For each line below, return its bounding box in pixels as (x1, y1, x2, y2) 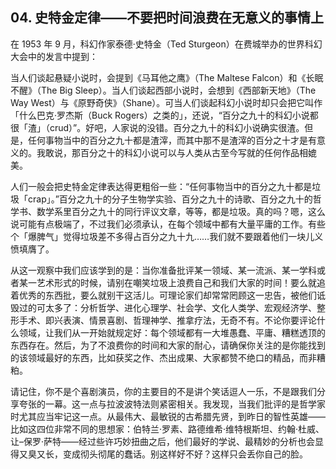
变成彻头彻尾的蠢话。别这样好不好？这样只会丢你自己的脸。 (62, 448, 308, 460)
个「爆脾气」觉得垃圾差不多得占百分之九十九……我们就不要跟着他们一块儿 (10, 230, 315, 242)
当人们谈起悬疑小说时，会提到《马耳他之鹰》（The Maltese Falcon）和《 (10, 71, 307, 83)
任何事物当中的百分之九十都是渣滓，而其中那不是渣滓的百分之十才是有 (27, 134, 317, 146)
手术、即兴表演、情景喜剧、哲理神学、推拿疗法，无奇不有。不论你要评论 (18, 314, 317, 326)
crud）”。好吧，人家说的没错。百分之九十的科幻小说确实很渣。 (49, 121, 305, 133)
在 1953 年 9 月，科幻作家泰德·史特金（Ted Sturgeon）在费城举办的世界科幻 (10, 38, 323, 50)
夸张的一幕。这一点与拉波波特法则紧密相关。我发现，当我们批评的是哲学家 (18, 398, 326, 410)
